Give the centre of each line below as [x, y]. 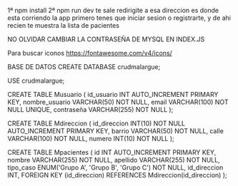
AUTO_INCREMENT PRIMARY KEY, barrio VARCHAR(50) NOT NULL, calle [115, 131]
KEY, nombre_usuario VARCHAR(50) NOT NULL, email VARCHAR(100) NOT [118, 102]
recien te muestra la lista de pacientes [64, 25]
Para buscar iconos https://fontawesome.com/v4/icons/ [90, 53]
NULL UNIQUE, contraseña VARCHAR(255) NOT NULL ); [90, 109]
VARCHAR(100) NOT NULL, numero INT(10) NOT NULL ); [91, 139]
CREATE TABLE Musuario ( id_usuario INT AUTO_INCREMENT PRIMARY [113, 94]
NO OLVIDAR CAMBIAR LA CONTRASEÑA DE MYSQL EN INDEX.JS [106, 39]
